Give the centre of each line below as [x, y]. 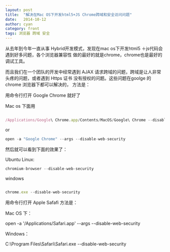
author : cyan [19, 24]
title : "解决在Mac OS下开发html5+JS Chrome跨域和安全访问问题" [69, 15]
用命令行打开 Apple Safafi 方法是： [41, 202]
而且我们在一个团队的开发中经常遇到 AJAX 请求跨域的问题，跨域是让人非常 [83, 72]
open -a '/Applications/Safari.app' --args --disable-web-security [73, 223]
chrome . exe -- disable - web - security [43, 192]
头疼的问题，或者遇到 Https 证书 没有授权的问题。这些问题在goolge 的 [78, 78]
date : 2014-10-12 [26, 19]
